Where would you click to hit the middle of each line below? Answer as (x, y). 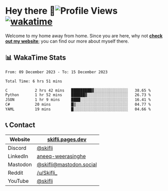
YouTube (18, 181)
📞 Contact (20, 125)
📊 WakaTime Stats (36, 58)
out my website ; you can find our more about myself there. (67, 41)
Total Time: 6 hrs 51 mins (34, 81)
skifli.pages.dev (67, 139)
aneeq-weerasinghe (61, 156)
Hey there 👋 (30, 11)
